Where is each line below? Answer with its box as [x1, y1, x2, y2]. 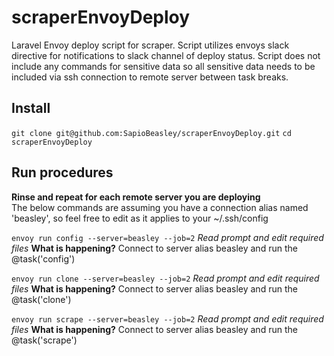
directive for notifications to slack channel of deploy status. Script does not [11, 49, 321, 61]
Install [11, 100, 51, 117]
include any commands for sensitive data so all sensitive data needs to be [11, 60, 316, 72]
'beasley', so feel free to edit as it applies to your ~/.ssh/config [11, 212, 269, 224]
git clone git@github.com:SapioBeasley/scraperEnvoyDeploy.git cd [11, 128, 292, 138]
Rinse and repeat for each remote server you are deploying [11, 191, 261, 203]
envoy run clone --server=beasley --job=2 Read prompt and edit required [11, 272, 320, 284]
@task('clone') [11, 293, 72, 305]
